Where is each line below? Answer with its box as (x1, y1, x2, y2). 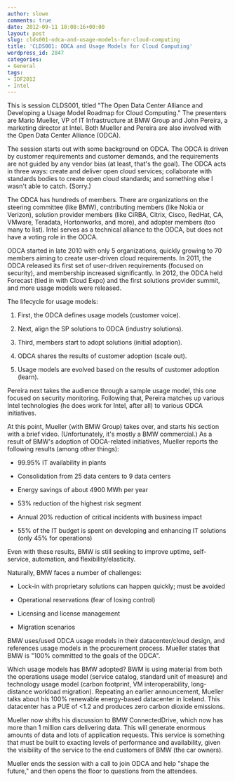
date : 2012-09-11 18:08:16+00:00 (7, 23, 105, 30)
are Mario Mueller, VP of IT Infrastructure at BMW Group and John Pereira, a (7, 117, 228, 125)
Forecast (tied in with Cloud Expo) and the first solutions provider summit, (7, 277, 220, 285)
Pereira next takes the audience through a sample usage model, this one (7, 387, 217, 395)
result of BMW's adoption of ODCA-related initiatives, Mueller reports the (7, 437, 219, 446)
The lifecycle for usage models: (7, 298, 98, 306)
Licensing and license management (17, 609, 121, 618)
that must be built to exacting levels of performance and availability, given (7, 738, 221, 747)
